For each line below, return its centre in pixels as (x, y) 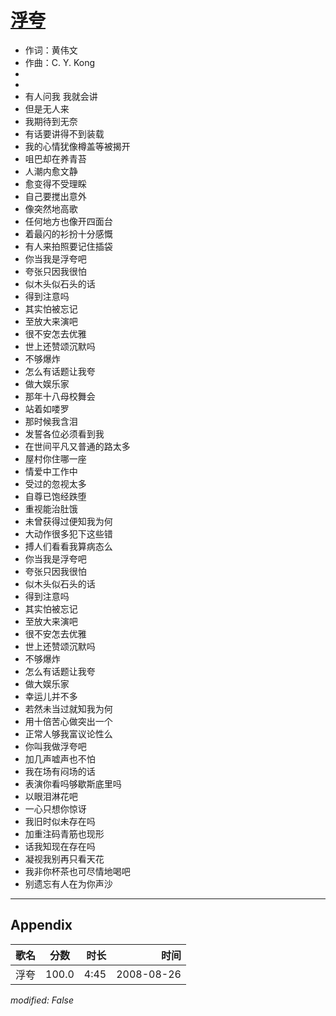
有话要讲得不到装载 (64, 133)
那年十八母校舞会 (60, 396)
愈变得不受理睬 (55, 183)
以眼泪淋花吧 (51, 796)
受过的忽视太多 (55, 483)
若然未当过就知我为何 (68, 708)
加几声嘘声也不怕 (60, 758)
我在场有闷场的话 (60, 771)
